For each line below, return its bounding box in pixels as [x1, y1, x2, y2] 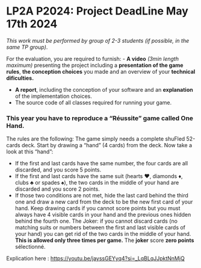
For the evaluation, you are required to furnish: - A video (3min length [6, 55, 179, 62]
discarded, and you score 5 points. [14, 166, 101, 173]
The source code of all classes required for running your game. [14, 98, 172, 106]
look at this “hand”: [6, 148, 54, 155]
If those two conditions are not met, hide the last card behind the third [14, 192, 188, 199]
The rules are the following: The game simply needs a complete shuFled [6, 135, 185, 142]
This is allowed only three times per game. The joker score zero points [14, 237, 194, 244]
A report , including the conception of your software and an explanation [14, 86, 194, 93]
